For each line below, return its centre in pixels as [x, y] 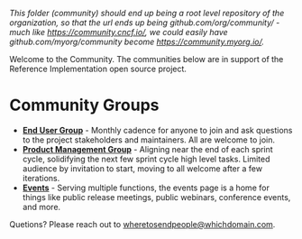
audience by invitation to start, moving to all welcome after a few [142, 168]
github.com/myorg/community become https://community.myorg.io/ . [137, 41]
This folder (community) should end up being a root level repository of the [147, 13]
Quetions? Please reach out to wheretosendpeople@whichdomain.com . [142, 224]
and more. [41, 207]
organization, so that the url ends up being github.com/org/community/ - [145, 23]
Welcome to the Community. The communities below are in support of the [146, 59]
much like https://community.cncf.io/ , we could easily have [119, 32]
